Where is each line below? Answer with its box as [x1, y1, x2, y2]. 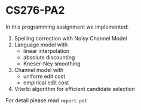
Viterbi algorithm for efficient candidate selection [14, 85, 135, 92]
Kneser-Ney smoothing [23, 60, 81, 67]
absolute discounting [23, 54, 75, 61]
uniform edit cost [23, 73, 66, 80]
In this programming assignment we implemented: [5, 23, 129, 30]
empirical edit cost [23, 78, 69, 86]
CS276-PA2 [5, 4, 65, 17]
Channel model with [14, 66, 64, 73]
